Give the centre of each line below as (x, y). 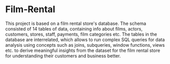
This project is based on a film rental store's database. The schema (76, 23)
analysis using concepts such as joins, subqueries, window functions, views (85, 45)
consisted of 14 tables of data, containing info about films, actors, (74, 28)
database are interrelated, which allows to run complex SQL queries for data (85, 40)
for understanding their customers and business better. (63, 56)
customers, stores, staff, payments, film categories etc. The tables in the (81, 34)
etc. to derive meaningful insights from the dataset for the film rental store (83, 50)
